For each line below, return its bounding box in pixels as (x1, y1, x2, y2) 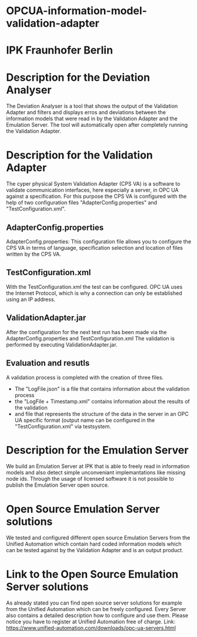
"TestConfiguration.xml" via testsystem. (14, 423, 112, 430)
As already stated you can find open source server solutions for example (6, 599, 182, 606)
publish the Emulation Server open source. (6, 481, 109, 489)
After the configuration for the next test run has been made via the (6, 328, 167, 335)
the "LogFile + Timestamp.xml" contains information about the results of (14, 398, 190, 405)
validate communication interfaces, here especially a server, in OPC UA (6, 187, 179, 194)
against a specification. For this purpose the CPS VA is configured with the (6, 193, 187, 200)
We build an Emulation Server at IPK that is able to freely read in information (6, 463, 190, 470)
